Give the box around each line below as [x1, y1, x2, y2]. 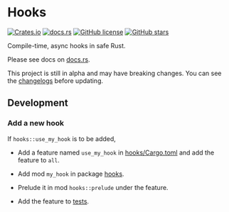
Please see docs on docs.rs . [7, 55, 90, 64]
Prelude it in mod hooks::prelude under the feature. [17, 183, 169, 191]
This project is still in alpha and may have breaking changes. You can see [7, 69, 222, 77]
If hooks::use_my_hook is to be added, [7, 134, 116, 143]
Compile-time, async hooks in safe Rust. [7, 41, 126, 50]
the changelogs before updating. [7, 76, 104, 85]
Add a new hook [7, 118, 64, 128]
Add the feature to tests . [17, 196, 90, 206]
